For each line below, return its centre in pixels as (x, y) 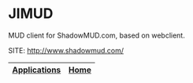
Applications (37, 70)
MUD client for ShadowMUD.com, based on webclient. (96, 35)
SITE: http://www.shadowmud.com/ (66, 50)
